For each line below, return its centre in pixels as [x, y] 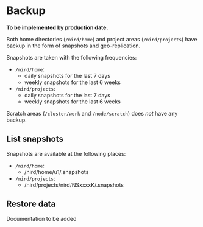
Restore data [31, 204]
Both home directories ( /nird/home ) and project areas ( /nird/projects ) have [102, 39]
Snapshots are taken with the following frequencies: [72, 57]
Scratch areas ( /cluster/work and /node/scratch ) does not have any [92, 113]
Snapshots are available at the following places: [66, 153]
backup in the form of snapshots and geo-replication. [73, 46]
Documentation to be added [41, 218]
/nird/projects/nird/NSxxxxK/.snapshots [74, 185]
